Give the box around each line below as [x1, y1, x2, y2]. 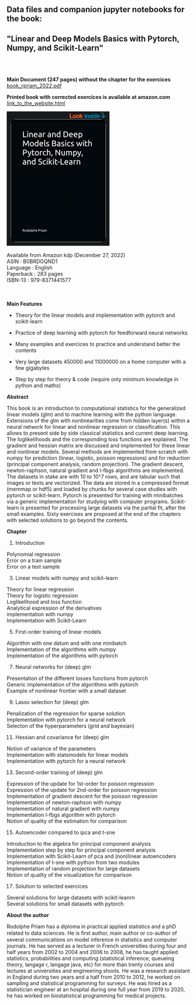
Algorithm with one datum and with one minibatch [6, 640, 127, 647]
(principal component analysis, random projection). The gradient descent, [6, 461, 185, 468]
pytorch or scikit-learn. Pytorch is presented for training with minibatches [6, 492, 184, 499]
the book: [6, 14, 43, 24]
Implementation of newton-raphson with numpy [6, 799, 122, 806]
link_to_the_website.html [6, 100, 66, 107]
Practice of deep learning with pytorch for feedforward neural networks [15, 329, 188, 336]
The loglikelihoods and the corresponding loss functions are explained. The [6, 436, 189, 443]
